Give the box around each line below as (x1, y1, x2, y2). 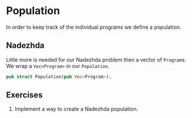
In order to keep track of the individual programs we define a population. (6, 23, 181, 31)
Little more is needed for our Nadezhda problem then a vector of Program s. (6, 56, 187, 63)
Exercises (6, 90, 43, 100)
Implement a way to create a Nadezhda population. (14, 106, 139, 113)
